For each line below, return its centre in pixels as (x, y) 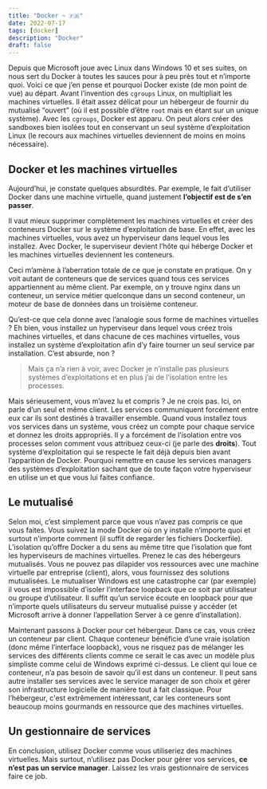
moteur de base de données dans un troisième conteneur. (103, 304)
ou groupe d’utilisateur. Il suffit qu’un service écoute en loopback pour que (131, 598)
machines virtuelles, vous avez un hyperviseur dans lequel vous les (119, 237)
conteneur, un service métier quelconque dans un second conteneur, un (127, 295)
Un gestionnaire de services (80, 731)
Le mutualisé (41, 502)
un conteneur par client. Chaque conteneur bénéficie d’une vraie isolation (129, 638)
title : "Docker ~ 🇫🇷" (46, 16)
